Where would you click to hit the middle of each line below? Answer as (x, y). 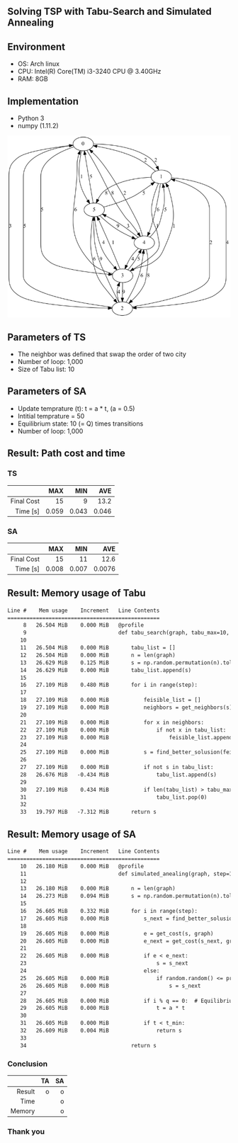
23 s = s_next (104, 963)
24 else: (90, 971)
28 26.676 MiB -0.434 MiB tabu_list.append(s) (119, 775)
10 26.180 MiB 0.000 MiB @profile (82, 866)
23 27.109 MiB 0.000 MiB (65, 737)
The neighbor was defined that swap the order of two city (102, 354)
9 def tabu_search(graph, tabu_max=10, (126, 633)
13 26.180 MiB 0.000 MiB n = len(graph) (98, 889)
